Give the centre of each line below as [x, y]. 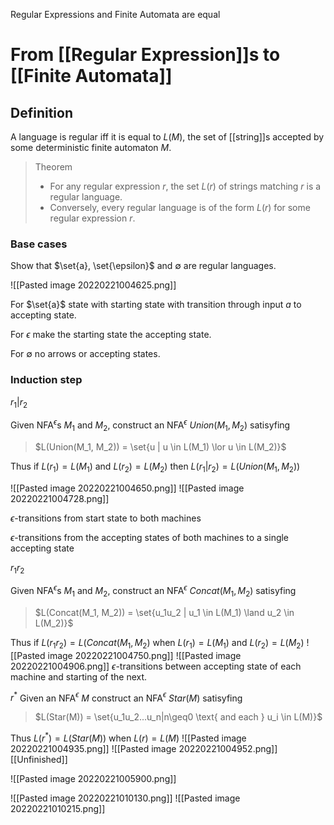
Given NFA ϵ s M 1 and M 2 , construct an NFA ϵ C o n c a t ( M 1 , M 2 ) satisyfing [153, 591]
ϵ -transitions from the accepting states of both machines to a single [150, 537]
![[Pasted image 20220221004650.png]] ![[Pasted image [127, 488]
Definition [41, 112]
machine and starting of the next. [79, 676]
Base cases [39, 244]
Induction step [46, 380]
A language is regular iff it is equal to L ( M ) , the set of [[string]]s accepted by [167, 137]
